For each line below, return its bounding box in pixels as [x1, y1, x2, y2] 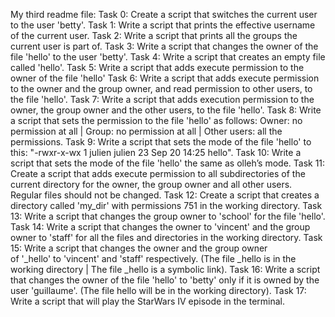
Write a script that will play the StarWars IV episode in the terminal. [10, 295, 286, 307]
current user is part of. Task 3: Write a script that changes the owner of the [10, 40, 319, 52]
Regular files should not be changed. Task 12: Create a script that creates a [10, 189, 320, 201]
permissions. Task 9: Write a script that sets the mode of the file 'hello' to [10, 136, 312, 148]
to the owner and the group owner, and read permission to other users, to [10, 83, 313, 94]
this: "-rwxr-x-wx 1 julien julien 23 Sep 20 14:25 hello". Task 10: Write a [10, 147, 302, 158]
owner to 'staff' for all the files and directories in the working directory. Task [10, 232, 323, 243]
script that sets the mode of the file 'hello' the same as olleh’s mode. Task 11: [10, 157, 326, 169]
